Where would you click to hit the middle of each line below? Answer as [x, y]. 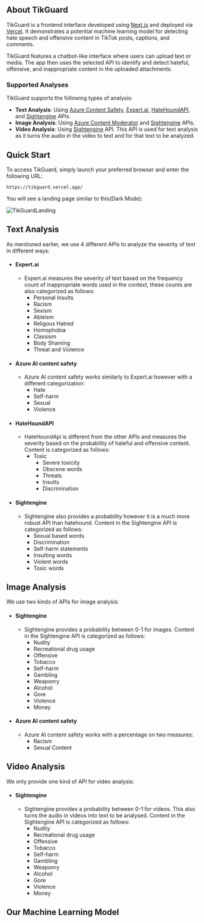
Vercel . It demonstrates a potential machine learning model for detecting [97, 31]
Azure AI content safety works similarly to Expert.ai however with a [108, 377]
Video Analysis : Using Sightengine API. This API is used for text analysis [106, 129]
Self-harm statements [61, 549]
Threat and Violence [59, 349]
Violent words [51, 561]
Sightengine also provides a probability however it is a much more [107, 516]
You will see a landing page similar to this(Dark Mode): [75, 198]
